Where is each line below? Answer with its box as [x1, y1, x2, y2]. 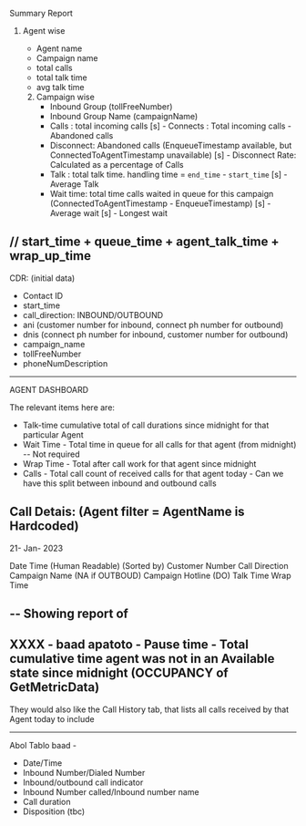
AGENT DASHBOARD [9, 384, 89, 395]
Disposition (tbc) [22, 806, 86, 817]
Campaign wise [36, 91, 96, 102]
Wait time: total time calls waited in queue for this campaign [49, 189, 274, 199]
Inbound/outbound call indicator [22, 777, 144, 788]
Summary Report [9, 8, 73, 18]
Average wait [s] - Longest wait [49, 208, 168, 218]
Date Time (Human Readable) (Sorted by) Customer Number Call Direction [9, 560, 289, 571]
